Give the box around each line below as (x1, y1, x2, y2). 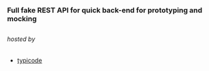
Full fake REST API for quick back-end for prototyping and (7, 5, 203, 15)
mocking (7, 14, 38, 23)
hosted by (7, 35, 36, 43)
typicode (16, 56, 42, 64)
